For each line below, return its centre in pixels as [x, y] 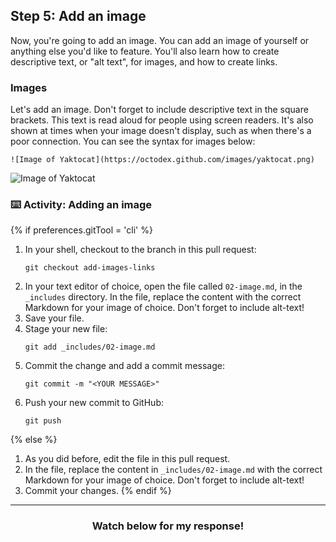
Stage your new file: [66, 329]
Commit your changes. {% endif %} [98, 491]
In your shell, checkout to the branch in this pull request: [140, 250]
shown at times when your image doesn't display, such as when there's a [161, 131]
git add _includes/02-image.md [90, 347]
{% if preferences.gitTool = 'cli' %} [81, 230]
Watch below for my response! [168, 526]
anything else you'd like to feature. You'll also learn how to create [145, 51]
